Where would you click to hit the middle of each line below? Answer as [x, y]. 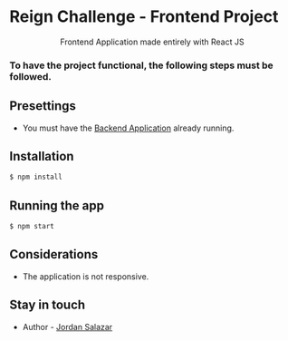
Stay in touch [48, 305]
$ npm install [36, 177]
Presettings [43, 106]
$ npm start [32, 227]
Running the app [57, 205]
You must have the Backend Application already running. [128, 128]
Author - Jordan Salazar [67, 326]
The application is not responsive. [86, 276]
